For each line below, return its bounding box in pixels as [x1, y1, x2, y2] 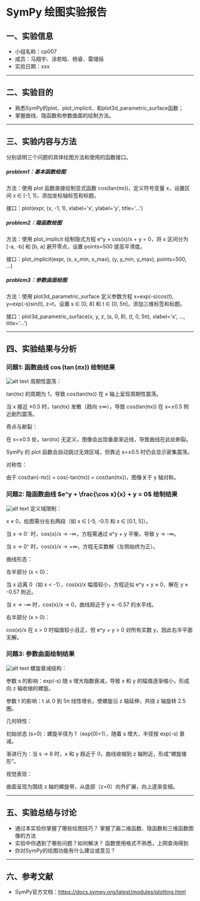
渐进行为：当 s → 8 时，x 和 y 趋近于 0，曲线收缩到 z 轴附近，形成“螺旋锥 [6, 750, 187, 757]
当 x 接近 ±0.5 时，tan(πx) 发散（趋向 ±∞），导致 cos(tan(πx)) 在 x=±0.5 [6, 403, 183, 410]
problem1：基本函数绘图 [6, 168, 66, 176]
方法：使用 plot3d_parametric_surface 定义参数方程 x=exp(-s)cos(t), [6, 292, 174, 300]
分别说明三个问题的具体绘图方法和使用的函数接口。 [6, 153, 132, 161]
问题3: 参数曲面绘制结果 [6, 650, 75, 658]
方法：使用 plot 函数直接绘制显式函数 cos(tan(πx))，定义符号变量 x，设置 [6, 184, 185, 191]
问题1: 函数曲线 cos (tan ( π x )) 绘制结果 [6, 363, 115, 371]
